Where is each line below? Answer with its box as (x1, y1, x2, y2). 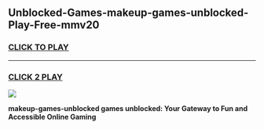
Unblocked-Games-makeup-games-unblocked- (8, 6, 249, 20)
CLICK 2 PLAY (8, 71, 63, 82)
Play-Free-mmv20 (8, 19, 100, 32)
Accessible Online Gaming (8, 112, 97, 121)
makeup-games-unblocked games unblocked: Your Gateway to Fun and (8, 103, 248, 113)
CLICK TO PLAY (8, 42, 69, 53)
